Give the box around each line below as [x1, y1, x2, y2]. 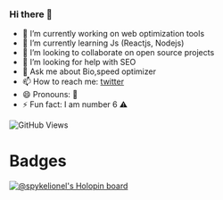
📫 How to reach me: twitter [21, 76, 125, 87]
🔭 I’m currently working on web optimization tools [21, 29, 205, 39]
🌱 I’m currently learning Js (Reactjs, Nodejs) [21, 37, 185, 48]
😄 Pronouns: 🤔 [21, 89, 78, 100]
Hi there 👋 [9, 8, 54, 21]
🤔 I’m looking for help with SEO [21, 57, 136, 68]
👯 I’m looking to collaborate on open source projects [21, 47, 215, 58]
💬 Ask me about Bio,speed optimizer [21, 66, 156, 77]
